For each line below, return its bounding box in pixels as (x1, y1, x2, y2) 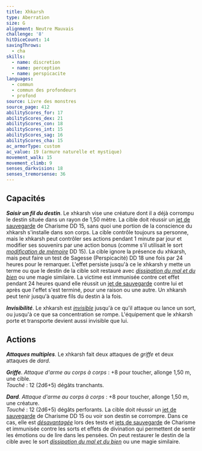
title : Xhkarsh (6, 8, 44, 15)
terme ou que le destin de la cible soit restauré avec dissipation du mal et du (6, 267, 196, 274)
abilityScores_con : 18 (6, 121, 63, 127)
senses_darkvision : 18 (6, 166, 63, 172)
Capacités (6, 193, 46, 204)
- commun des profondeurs (11, 87, 77, 93)
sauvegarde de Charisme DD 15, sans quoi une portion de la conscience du (6, 222, 192, 229)
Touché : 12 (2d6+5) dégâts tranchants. (6, 381, 104, 388)
